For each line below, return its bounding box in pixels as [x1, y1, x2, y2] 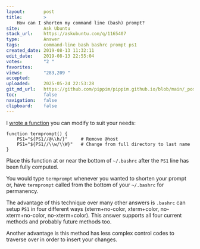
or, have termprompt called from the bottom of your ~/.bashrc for [6, 181, 164, 188]
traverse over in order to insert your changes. [6, 236, 118, 243]
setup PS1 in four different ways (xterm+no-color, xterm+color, [6, 205, 160, 212]
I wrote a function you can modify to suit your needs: [6, 119, 136, 126]
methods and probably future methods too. [6, 218, 112, 225]
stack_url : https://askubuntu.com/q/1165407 [6, 31, 127, 37]
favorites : [6, 64, 33, 70]
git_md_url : [6, 86, 36, 92]
